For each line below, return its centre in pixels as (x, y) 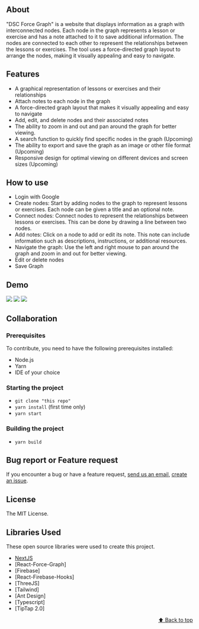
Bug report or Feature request (62, 460)
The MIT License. (28, 514)
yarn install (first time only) (50, 407)
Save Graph (29, 266)
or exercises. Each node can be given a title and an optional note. (94, 209)
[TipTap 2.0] (30, 608)
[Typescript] (30, 602)
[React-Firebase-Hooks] (44, 577)
